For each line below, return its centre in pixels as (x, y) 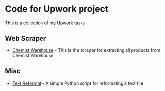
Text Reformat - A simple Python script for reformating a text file (78, 83)
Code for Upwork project (57, 9)
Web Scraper (26, 38)
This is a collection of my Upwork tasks (45, 23)
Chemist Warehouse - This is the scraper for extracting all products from (86, 50)
